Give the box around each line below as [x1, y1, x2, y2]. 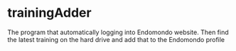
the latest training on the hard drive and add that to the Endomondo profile [7, 35, 225, 43]
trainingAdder [7, 5, 92, 21]
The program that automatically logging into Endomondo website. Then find [7, 28, 229, 36]
